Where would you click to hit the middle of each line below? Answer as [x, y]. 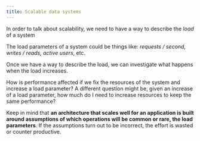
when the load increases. [37, 70]
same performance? [31, 101]
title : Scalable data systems [44, 12]
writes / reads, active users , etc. [46, 53]
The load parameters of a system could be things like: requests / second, [96, 46]
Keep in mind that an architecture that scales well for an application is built [100, 112]
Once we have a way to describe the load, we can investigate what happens [100, 64]
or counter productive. [34, 131]
